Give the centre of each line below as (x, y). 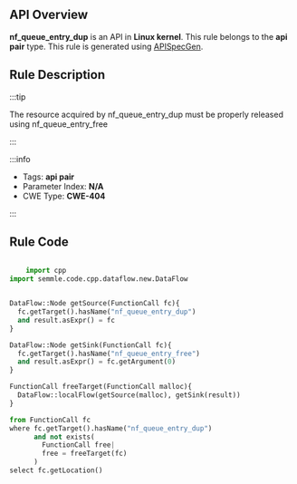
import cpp (46, 271)
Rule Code (39, 242)
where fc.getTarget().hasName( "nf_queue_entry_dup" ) (111, 428)
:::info (20, 159)
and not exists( (64, 437)
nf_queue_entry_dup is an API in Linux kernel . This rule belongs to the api (148, 36)
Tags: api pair (48, 177)
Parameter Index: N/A (63, 186)
